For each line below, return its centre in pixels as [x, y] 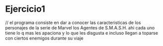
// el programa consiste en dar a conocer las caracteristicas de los [73, 23]
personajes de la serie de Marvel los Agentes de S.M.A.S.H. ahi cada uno [80, 27]
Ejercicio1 [25, 9]
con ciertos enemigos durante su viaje [44, 38]
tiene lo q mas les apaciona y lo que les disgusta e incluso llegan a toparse [81, 33]
